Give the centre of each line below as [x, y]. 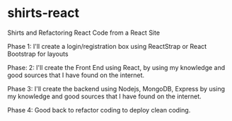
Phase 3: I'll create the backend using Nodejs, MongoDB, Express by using [116, 88]
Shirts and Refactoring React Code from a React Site [84, 33]
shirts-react [43, 13]
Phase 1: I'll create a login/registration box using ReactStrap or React [107, 46]
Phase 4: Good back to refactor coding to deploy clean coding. [99, 110]
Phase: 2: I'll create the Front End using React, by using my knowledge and [116, 67]
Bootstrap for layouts [38, 54]
